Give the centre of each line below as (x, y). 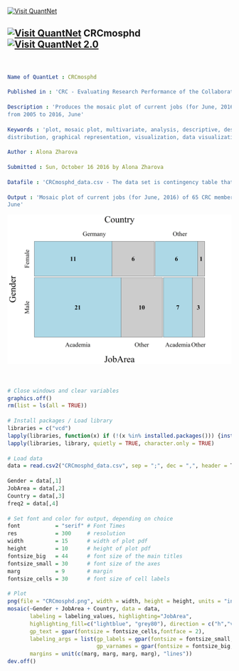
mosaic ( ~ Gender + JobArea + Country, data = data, (84, 609)
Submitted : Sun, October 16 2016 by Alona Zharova (85, 168)
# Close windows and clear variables (63, 391)
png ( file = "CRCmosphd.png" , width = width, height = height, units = (114, 601)
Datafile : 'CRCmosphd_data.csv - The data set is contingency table (113, 182)
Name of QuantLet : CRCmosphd (52, 77)
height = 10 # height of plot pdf (79, 549)
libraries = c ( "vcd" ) (39, 429)
